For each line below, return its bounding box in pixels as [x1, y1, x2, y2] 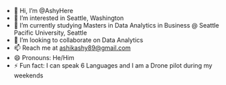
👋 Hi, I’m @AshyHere [13, 7, 74, 15]
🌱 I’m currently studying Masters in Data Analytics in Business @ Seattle [13, 21, 220, 29]
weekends [13, 71, 44, 79]
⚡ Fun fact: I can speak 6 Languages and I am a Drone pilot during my [13, 62, 213, 69]
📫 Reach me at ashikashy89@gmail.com [13, 44, 131, 52]
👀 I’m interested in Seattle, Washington [13, 14, 124, 22]
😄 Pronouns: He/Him [13, 54, 75, 62]
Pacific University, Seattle [13, 28, 88, 37]
